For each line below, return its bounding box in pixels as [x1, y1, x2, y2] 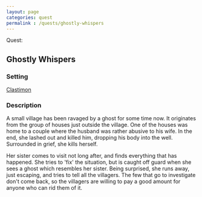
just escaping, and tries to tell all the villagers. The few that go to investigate [6, 172, 196, 179]
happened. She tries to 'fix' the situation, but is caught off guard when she [6, 158, 192, 166]
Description [6, 101, 42, 109]
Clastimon [6, 86, 31, 94]
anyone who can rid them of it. [6, 184, 83, 192]
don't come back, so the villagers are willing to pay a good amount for [6, 178, 181, 185]
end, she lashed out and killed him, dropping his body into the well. [6, 134, 173, 141]
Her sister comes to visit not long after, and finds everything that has [6, 152, 177, 160]
